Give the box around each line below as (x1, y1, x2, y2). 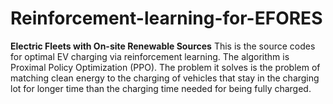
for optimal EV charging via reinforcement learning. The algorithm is (10, 50, 290, 62)
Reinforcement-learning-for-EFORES (10, 7, 323, 30)
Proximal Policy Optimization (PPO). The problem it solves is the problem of (10, 61, 321, 73)
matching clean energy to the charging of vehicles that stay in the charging (10, 72, 320, 84)
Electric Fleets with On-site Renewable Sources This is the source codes (10, 40, 316, 52)
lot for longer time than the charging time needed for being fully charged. (10, 82, 312, 94)
